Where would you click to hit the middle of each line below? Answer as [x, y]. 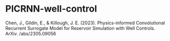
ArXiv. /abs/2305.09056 [31, 33]
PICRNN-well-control [51, 9]
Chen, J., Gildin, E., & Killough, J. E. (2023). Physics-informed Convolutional [85, 23]
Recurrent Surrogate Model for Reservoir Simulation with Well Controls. [80, 28]
